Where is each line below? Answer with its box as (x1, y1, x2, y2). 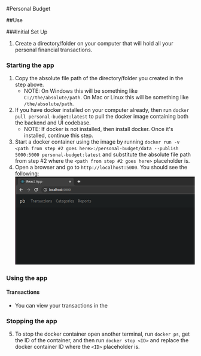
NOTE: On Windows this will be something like (23, 87, 138, 95)
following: (14, 170, 39, 177)
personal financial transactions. (14, 46, 93, 53)
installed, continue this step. (23, 132, 94, 139)
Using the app (6, 273, 48, 282)
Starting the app (6, 61, 55, 69)
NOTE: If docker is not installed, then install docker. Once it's (23, 126, 173, 133)
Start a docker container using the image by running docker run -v (14, 138, 180, 145)
